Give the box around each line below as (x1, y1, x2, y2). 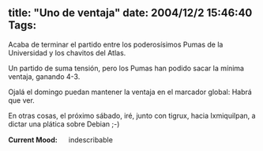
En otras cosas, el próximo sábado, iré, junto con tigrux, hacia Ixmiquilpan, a (8, 111, 256, 120)
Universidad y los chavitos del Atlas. (8, 47, 126, 58)
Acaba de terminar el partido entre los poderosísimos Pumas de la (8, 40, 224, 49)
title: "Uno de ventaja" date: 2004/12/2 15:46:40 (8, 6, 253, 20)
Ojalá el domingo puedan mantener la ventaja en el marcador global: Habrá (8, 87, 253, 96)
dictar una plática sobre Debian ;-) (8, 119, 120, 129)
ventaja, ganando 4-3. (8, 71, 81, 81)
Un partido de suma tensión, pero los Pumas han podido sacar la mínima (8, 63, 245, 73)
